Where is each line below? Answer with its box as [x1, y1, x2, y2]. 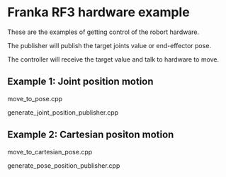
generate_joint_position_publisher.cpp [7, 108, 119, 117]
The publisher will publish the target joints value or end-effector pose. [7, 41, 211, 50]
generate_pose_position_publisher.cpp [7, 161, 120, 170]
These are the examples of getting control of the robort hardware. [7, 28, 200, 36]
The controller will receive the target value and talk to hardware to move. [7, 55, 220, 64]
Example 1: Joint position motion [7, 76, 154, 88]
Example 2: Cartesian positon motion [7, 129, 174, 141]
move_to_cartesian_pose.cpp [7, 147, 93, 156]
